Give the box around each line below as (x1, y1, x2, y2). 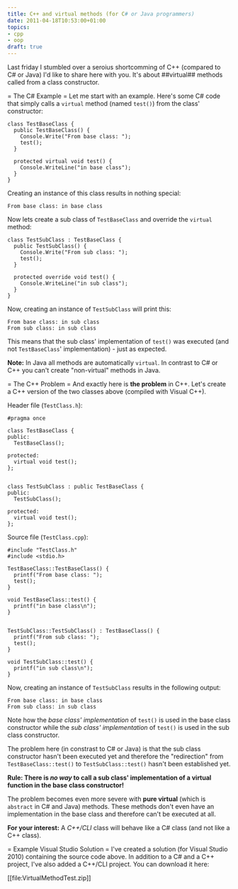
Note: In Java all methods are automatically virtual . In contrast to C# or (7, 359, 218, 366)
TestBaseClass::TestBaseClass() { (7, 565, 110, 572)
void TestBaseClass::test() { (7, 596, 97, 604)
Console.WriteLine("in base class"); (20, 164, 132, 171)
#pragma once (7, 415, 46, 422)
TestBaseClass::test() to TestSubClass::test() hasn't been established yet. (7, 760, 231, 768)
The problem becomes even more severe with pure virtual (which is (7, 795, 206, 803)
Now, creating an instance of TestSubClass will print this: (7, 305, 171, 313)
